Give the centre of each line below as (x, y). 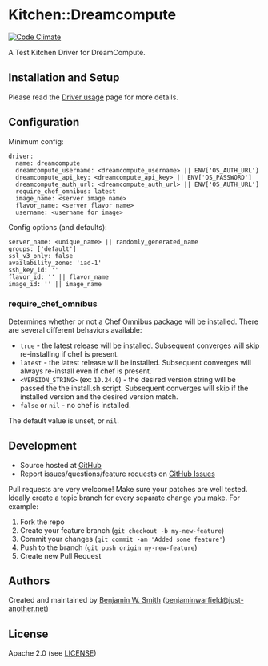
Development (43, 446)
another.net (27, 609)
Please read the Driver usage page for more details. (93, 97)
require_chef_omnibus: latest (66, 191)
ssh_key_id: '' (34, 270)
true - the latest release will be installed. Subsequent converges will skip (140, 345)
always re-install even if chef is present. (86, 371)
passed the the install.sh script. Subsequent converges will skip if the (134, 388)
